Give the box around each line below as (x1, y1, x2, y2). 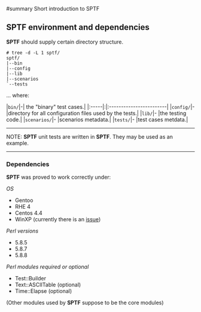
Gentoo (14, 197, 33, 204)
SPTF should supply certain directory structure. (6, 38, 124, 45)
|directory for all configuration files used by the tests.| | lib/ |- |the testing (6, 109, 187, 117)
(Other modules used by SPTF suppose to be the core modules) (6, 299, 164, 307)
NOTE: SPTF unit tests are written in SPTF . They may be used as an (6, 133, 173, 140)
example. (6, 139, 29, 146)
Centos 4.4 (14, 209, 43, 217)
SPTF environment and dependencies (6, 22, 150, 32)
